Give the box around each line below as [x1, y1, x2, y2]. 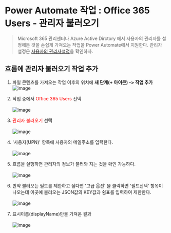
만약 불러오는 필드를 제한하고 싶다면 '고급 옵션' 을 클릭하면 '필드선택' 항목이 [12, 182, 163, 188]
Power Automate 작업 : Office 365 [5, 5, 150, 16]
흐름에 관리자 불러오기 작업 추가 [5, 65, 99, 73]
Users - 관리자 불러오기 [5, 17, 100, 29]
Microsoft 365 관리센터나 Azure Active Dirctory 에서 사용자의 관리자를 [17, 35, 161, 41]
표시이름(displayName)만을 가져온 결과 [12, 210, 92, 217]
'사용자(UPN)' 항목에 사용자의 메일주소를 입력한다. [12, 139, 113, 145]
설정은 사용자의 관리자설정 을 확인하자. [17, 48, 93, 54]
